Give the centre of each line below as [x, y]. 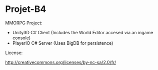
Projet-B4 [26, 9]
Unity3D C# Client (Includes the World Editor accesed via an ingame [83, 32]
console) [21, 38]
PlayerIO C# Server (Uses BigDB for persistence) [63, 43]
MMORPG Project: [24, 23]
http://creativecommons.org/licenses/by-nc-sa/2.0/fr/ [61, 62]
